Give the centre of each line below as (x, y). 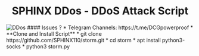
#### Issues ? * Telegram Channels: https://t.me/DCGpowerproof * (110, 27)
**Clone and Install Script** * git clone (54, 33)
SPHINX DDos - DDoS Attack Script (100, 11)
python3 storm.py (48, 46)
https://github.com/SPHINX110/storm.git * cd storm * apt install (83, 40)
